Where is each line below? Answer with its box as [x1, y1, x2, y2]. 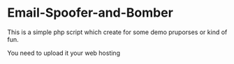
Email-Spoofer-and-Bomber [7, 5, 173, 21]
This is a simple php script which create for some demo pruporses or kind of [7, 28, 228, 36]
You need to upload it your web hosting [7, 49, 121, 57]
